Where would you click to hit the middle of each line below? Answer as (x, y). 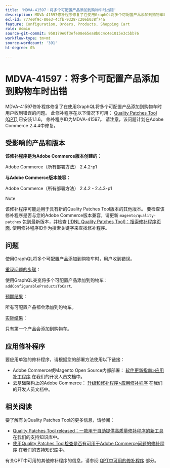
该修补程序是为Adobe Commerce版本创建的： (54, 156)
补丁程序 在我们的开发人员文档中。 (49, 376)
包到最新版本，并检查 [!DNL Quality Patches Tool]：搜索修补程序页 (92, 222)
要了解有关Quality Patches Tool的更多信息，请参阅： (60, 420)
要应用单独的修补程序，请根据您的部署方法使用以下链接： (65, 359)
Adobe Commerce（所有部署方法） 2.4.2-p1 (51, 167)
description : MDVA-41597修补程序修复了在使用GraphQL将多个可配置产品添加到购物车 (84, 15)
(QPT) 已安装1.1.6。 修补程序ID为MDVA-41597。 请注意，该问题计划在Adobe (84, 119)
